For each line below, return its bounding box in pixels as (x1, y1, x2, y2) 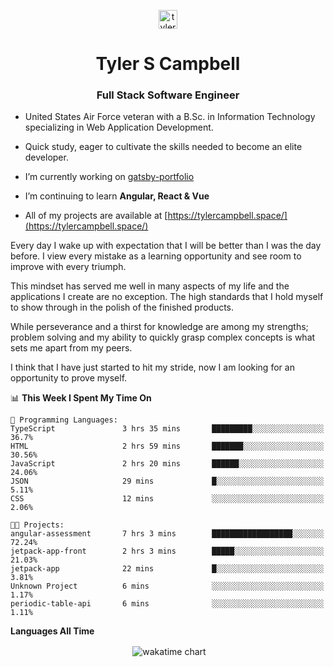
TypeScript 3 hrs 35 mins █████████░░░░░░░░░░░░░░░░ (10, 424, 325, 434)
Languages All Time (10, 625, 95, 637)
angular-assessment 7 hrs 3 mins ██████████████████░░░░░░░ (10, 529, 325, 539)
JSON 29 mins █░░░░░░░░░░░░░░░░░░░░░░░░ (10, 476, 325, 487)
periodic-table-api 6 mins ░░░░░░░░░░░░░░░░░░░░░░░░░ (10, 599, 325, 609)
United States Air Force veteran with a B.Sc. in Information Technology (24, 111, 316, 123)
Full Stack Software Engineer (96, 88, 240, 102)
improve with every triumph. (10, 261, 127, 273)
